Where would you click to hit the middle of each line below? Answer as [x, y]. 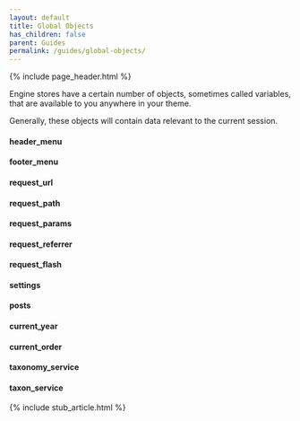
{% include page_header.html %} [70, 76]
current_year [34, 326]
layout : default [39, 18]
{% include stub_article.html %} [68, 408]
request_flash [36, 265]
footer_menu [34, 162]
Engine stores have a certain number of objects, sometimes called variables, [150, 94]
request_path [35, 203]
